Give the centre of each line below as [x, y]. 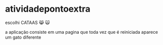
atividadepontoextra [48, 9]
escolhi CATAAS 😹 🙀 [28, 22]
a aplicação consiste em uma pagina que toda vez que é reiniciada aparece [82, 32]
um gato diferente [23, 37]
